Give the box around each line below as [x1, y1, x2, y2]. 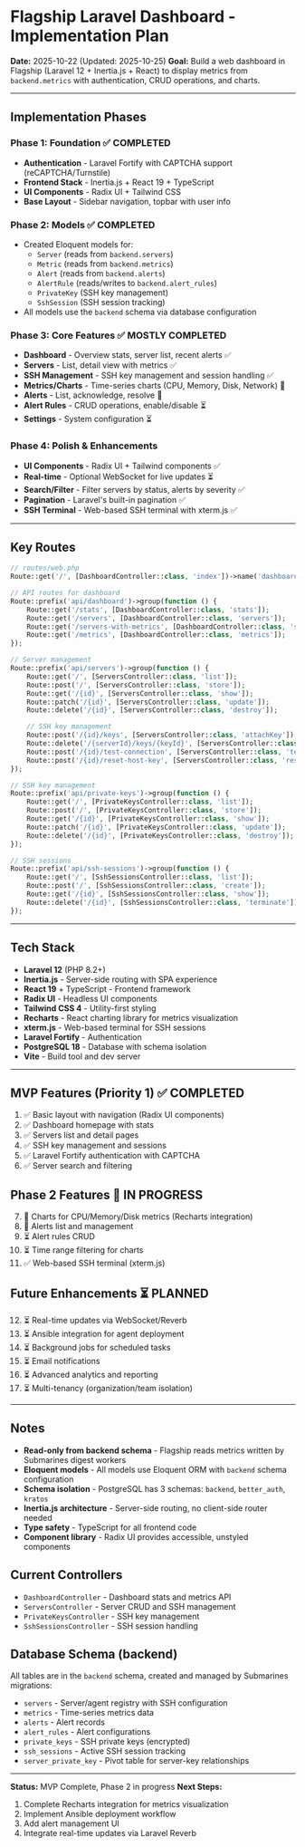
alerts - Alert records [23, 1717, 105, 1727]
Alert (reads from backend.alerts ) [36, 267, 166, 278]
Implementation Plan [10, 25, 170, 46]
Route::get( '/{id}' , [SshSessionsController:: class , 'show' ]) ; [26, 890, 271, 899]
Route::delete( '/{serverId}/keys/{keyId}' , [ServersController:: [26, 739, 279, 748]
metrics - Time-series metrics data [23, 1708, 155, 1718]
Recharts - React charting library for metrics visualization [23, 1012, 239, 1023]
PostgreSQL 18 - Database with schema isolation [23, 1041, 207, 1052]
